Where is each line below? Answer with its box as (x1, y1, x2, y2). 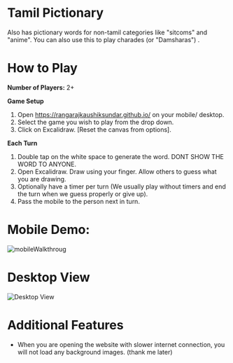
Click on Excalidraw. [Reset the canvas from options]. (17, 125, 171, 134)
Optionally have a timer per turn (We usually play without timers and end (17, 182, 226, 191)
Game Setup (7, 97, 44, 105)
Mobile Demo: (7, 222, 90, 238)
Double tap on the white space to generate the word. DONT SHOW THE (17, 152, 224, 160)
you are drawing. (17, 174, 66, 183)
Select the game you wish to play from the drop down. (17, 118, 174, 126)
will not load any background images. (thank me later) (17, 348, 173, 356)
